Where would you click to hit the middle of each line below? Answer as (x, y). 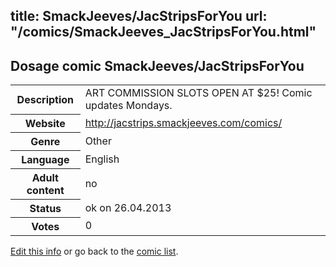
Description (45, 99)
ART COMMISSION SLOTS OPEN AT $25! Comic (198, 93)
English (102, 159)
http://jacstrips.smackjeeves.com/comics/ (183, 122)
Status (45, 208)
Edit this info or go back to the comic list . (94, 251)
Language (45, 159)
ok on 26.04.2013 (128, 207)
